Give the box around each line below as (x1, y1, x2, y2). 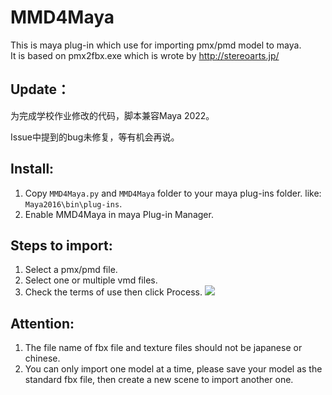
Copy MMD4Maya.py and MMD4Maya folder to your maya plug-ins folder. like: (24, 187, 322, 199)
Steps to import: (10, 237, 113, 254)
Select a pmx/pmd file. (24, 264, 118, 276)
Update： (10, 81, 71, 98)
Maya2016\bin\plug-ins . (24, 197, 123, 210)
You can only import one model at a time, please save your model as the (24, 363, 323, 375)
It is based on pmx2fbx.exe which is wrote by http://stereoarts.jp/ (10, 49, 280, 61)
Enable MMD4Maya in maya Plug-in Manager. (24, 208, 214, 220)
